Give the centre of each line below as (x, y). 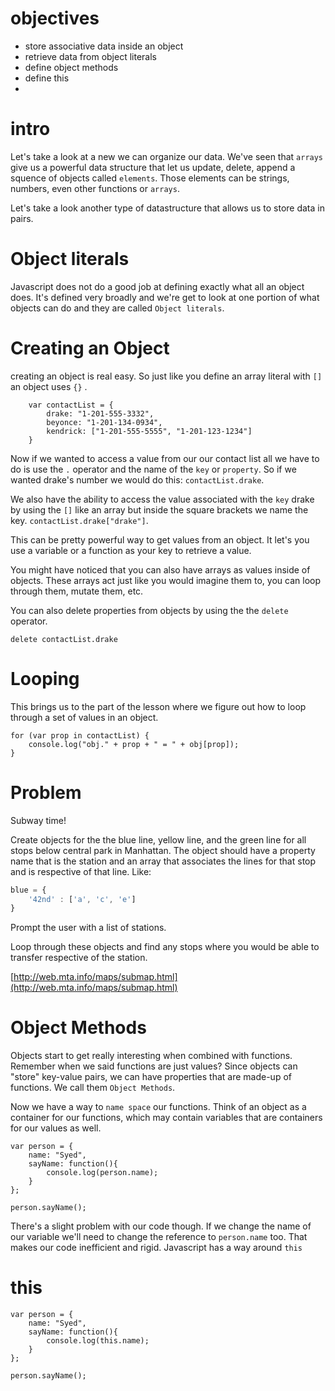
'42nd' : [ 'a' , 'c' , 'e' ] (82, 899)
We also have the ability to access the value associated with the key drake (162, 499)
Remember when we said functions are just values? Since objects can (154, 1066)
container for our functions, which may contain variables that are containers (166, 1118)
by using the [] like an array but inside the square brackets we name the (159, 509)
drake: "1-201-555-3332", (100, 413)
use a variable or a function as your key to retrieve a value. (131, 550)
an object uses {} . (49, 386)
